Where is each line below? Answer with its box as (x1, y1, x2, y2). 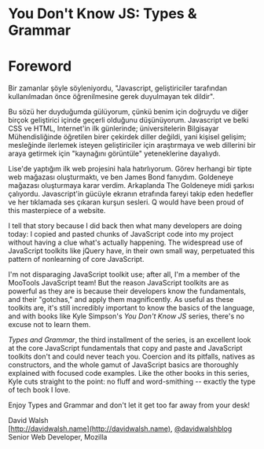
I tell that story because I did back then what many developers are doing (8, 221, 242, 230)
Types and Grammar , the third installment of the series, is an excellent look (8, 335, 251, 344)
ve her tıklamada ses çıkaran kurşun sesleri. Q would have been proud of (8, 197, 244, 207)
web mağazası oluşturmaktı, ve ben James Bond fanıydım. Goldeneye (8, 172, 234, 182)
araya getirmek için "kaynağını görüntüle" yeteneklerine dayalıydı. (8, 149, 221, 158)
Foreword (8, 57, 72, 75)
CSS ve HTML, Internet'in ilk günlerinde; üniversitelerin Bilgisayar (8, 123, 219, 134)
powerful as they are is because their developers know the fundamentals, (8, 286, 246, 296)
